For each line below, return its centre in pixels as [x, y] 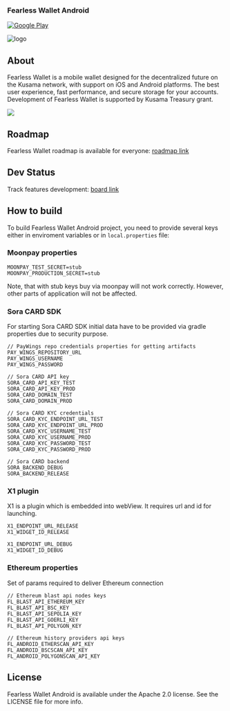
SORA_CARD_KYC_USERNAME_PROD [49, 438]
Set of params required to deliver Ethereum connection [85, 583]
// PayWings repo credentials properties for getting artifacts [102, 347]
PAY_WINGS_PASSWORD [35, 365]
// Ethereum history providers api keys [66, 638]
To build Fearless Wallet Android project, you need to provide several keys [113, 228]
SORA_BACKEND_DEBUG [35, 468]
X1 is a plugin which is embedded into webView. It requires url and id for [109, 506]
